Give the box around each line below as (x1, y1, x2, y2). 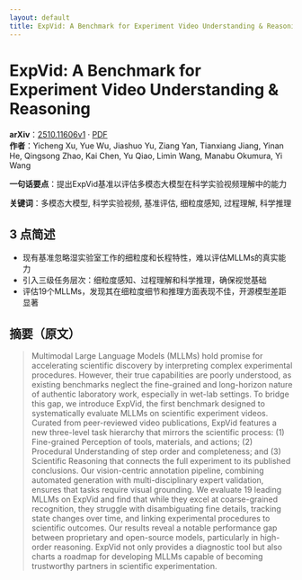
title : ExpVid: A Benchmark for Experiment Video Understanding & (9, 22, 263, 31)
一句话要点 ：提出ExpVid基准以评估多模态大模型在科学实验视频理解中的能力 (9, 179, 288, 190)
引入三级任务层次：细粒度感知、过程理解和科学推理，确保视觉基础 (22, 275, 267, 286)
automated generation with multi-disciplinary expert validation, (31, 475, 264, 486)
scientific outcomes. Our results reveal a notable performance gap (31, 522, 278, 533)
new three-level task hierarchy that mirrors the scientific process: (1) (31, 427, 285, 438)
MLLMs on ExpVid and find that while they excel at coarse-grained (31, 494, 279, 504)
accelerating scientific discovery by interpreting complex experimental (31, 361, 293, 371)
